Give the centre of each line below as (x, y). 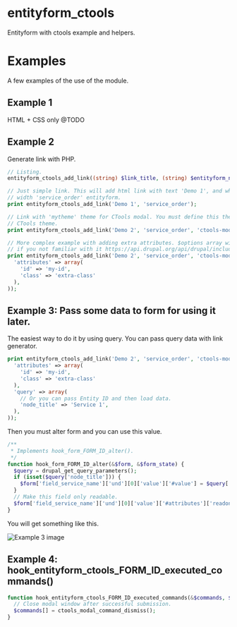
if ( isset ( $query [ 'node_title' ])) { (67, 477)
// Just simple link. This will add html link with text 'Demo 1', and (115, 191)
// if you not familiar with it (55, 249)
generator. (22, 346)
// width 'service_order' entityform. (64, 198)
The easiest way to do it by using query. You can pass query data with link (115, 339)
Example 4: (32, 560)
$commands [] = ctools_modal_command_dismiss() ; (85, 611)
